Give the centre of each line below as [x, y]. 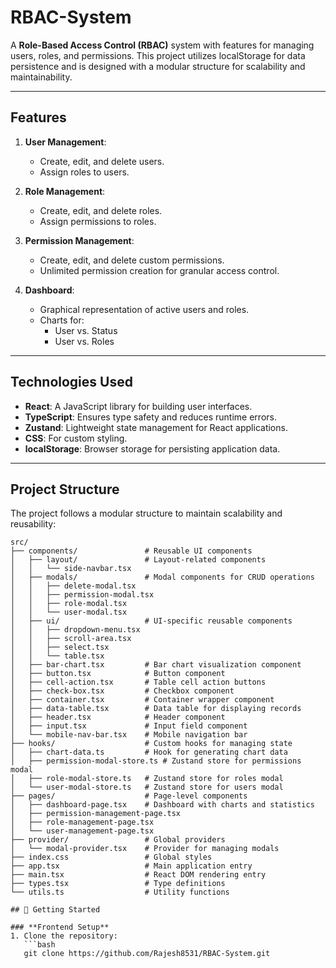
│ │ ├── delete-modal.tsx [73, 586]
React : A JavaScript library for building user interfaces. [138, 406]
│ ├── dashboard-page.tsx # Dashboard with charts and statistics [162, 805]
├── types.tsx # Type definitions [118, 884]
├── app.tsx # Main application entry [131, 866]
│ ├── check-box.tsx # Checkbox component [122, 691]
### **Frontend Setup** [60, 927]
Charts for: [62, 320]
